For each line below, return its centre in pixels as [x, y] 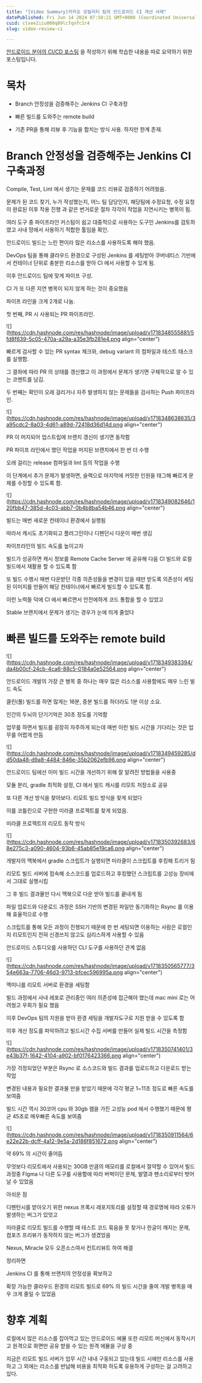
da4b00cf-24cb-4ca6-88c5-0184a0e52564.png [67, 669]
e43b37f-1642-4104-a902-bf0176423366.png [64, 1055]
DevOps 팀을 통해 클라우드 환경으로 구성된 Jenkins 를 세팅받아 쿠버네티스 [93, 255]
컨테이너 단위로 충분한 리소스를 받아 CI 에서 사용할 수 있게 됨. [84, 263]
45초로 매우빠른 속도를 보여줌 [47, 1116]
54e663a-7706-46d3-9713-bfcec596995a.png [65, 972]
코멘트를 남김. [29, 379]
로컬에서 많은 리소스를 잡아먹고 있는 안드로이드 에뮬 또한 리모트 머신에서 [90, 1338]
